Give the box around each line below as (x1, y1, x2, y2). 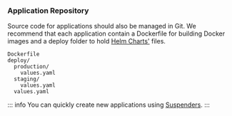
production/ (14, 63, 50, 70)
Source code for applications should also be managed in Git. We (7, 22, 196, 31)
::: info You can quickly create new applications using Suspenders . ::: (7, 100, 211, 109)
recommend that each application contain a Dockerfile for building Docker (7, 29, 226, 38)
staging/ (14, 75, 40, 83)
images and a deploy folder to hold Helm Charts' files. (7, 37, 166, 46)
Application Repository (7, 6, 89, 16)
